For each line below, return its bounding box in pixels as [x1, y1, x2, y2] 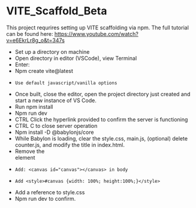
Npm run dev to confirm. [14, 195, 76, 202]
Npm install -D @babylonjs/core [14, 129, 94, 136]
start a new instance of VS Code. [14, 97, 97, 104]
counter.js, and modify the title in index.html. [14, 141, 125, 148]
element [14, 154, 35, 161]
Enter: [14, 61, 30, 68]
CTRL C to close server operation [14, 122, 98, 129]
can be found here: [6, 30, 53, 37]
